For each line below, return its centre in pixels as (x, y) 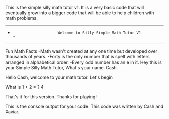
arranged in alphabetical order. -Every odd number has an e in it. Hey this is (83, 62)
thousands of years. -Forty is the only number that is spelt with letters (77, 57)
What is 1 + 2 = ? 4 (24, 87)
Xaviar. (12, 112)
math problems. (21, 18)
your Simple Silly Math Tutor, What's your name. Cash (61, 67)
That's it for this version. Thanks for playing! (51, 97)
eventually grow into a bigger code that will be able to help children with (80, 13)
